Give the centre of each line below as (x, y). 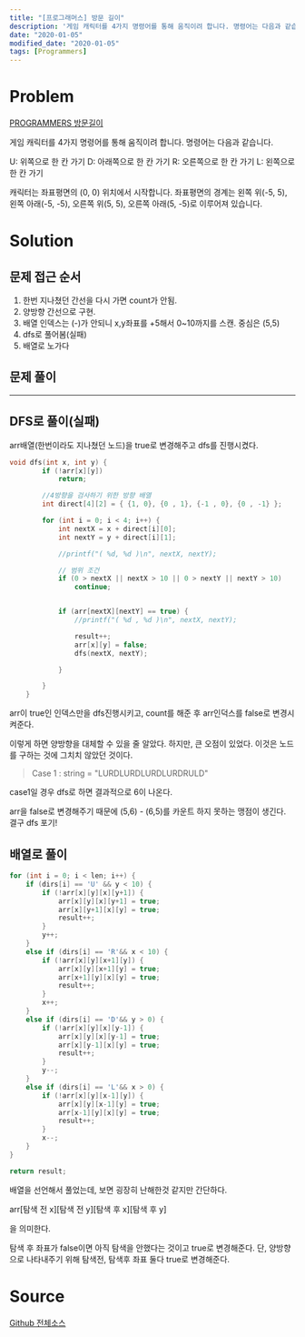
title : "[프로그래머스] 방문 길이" (67, 18)
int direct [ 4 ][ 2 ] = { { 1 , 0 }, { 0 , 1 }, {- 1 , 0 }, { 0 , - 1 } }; (162, 504)
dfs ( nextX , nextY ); (111, 653)
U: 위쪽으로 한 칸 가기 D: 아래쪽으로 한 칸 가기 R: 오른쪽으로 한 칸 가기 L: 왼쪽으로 (152, 162)
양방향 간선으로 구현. (59, 312)
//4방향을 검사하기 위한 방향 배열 (97, 496)
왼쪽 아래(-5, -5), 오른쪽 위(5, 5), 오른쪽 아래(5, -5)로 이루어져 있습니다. (136, 204)
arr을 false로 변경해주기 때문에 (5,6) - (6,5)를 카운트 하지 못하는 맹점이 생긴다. (148, 811)
